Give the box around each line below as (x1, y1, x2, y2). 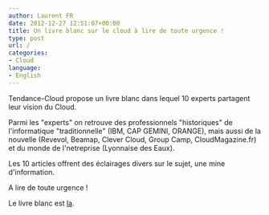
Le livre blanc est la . (8, 198, 75, 208)
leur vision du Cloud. (8, 102, 77, 112)
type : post (8, 34, 45, 43)
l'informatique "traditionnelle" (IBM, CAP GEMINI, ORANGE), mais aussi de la (8, 126, 261, 136)
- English (8, 71, 42, 79)
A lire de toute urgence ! (8, 182, 88, 193)
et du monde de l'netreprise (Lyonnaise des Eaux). (8, 143, 175, 152)
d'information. (8, 167, 55, 176)
